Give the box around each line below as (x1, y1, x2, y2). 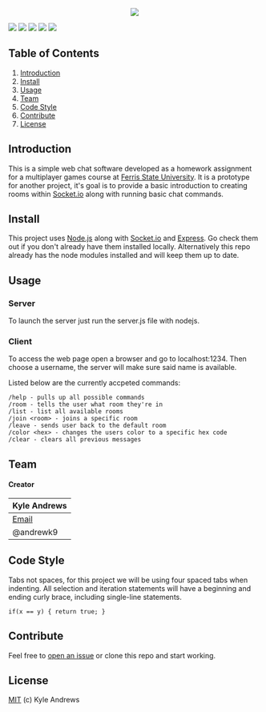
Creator (8, 480, 34, 489)
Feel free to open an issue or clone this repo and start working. (8, 650, 216, 660)
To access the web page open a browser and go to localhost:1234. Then (8, 354, 247, 364)
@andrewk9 (12, 527, 58, 538)
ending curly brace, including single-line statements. (8, 592, 182, 601)
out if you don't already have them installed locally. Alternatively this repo (8, 242, 251, 251)
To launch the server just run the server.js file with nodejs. (8, 316, 200, 326)
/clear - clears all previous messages (8, 436, 142, 444)
